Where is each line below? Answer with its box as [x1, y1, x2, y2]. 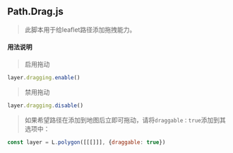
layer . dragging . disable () [7, 102, 83, 109]
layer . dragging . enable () [7, 74, 80, 81]
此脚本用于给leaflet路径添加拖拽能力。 [24, 25, 136, 34]
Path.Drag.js [7, 6, 64, 18]
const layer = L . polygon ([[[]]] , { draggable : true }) [7, 138, 166, 146]
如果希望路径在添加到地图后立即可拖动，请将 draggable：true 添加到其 [24, 115, 226, 124]
